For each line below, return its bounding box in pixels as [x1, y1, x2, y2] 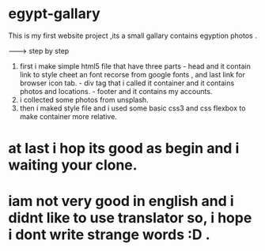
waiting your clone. [8, 156, 138, 174]
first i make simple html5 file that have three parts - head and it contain [19, 61, 251, 71]
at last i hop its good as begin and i [8, 140, 240, 158]
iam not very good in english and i [8, 193, 235, 210]
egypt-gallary [8, 5, 100, 23]
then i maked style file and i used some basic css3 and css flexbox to [19, 103, 246, 113]
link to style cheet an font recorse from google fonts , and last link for [19, 69, 245, 79]
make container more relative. [19, 111, 117, 121]
